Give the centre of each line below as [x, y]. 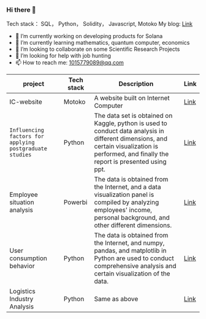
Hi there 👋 [21, 10]
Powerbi [75, 202]
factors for [27, 136]
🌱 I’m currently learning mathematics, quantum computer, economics [102, 43]
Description [136, 84]
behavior [22, 266]
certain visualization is [126, 147]
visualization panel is [124, 194]
